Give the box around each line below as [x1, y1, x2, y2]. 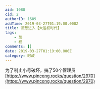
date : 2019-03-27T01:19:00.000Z [5, 48, 72, 53]
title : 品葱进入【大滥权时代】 [5, 26, 61, 31]
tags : [5, 30, 16, 35]
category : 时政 [5, 53, 35, 58]
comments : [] [5, 44, 32, 49]
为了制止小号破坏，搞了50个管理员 [5, 67, 76, 73]
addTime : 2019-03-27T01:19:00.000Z [5, 21, 79, 26]
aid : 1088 [5, 7, 26, 12]
